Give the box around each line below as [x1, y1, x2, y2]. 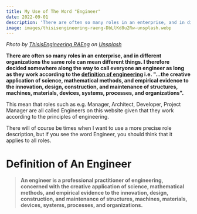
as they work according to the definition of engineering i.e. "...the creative [6, 71, 191, 78]
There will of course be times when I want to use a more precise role [6, 125, 172, 132]
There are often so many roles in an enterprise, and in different [6, 52, 162, 59]
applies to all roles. [6, 137, 52, 144]
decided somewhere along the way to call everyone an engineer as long [6, 65, 185, 72]
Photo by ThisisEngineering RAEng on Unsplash [6, 41, 122, 48]
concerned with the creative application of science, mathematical [20, 183, 185, 190]
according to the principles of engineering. [6, 113, 110, 120]
